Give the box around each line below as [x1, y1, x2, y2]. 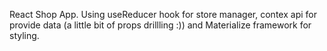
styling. [9, 30, 40, 41]
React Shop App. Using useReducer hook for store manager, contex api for [9, 9, 317, 20]
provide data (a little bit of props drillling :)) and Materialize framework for [9, 19, 312, 31]
